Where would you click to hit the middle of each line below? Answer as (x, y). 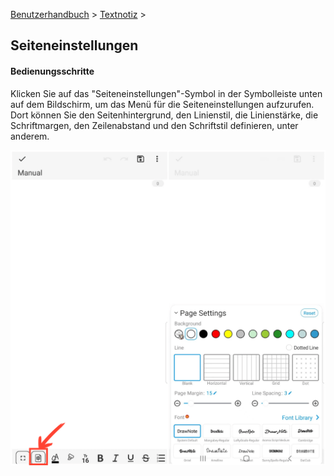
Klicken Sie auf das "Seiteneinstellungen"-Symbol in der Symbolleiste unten (166, 93)
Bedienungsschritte (52, 71)
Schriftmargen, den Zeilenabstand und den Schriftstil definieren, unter (154, 125)
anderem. (30, 136)
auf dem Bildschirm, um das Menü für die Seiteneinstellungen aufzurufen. (162, 104)
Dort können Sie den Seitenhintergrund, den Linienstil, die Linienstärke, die (164, 115)
